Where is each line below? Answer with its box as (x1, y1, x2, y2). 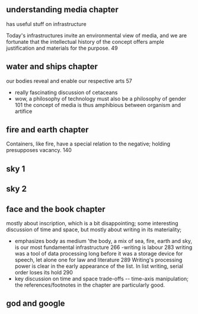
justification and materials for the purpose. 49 (6, 44, 118, 51)
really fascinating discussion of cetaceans (14, 89, 118, 96)
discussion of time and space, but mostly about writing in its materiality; (6, 226, 182, 233)
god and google (6, 299, 65, 309)
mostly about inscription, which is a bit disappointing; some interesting (6, 220, 179, 227)
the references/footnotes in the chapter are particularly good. (14, 281, 165, 289)
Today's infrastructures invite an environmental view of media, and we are (6, 32, 187, 39)
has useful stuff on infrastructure (6, 20, 87, 27)
